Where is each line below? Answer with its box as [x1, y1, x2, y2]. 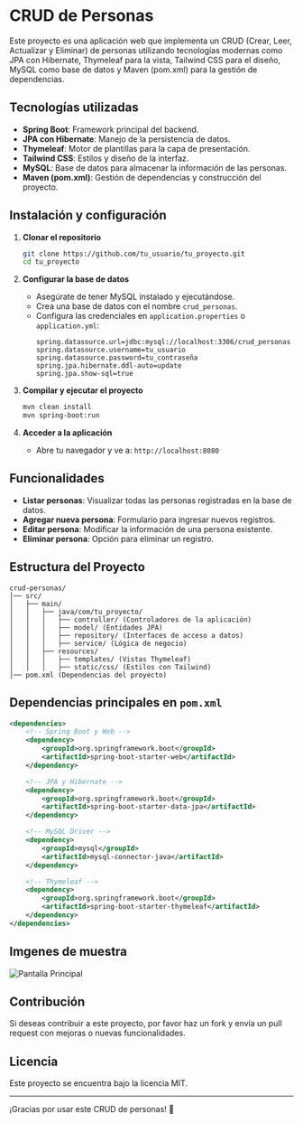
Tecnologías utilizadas [9, 100, 139, 116]
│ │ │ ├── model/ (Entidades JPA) [9, 622, 164, 632]
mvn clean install [22, 403, 92, 412]
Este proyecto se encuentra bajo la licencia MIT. [9, 1078, 188, 1089]
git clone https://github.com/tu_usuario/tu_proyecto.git [22, 249, 245, 258]
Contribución [9, 994, 86, 1009]
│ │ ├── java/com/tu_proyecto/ [9, 607, 143, 616]
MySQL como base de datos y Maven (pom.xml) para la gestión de [9, 64, 258, 75]
